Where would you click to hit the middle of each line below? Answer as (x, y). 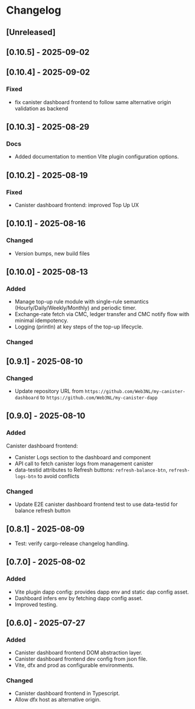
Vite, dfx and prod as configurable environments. (74, 665)
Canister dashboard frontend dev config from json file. (81, 659)
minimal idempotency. (41, 321)
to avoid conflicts (58, 476)
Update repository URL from (49, 391)
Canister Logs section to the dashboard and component (82, 457)
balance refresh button (43, 510)
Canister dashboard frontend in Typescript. (67, 694)
